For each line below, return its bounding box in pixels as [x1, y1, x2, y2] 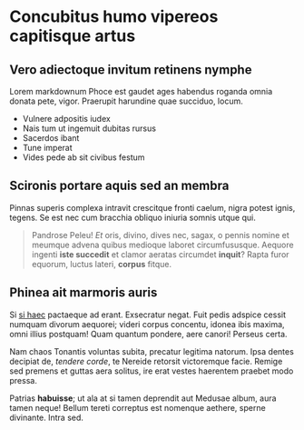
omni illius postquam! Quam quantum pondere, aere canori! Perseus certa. [9, 328, 288, 339]
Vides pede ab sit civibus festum [22, 152, 145, 163]
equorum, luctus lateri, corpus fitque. [31, 258, 172, 269]
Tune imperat [22, 143, 73, 153]
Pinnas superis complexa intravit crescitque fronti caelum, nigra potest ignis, [9, 202, 296, 213]
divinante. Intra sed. [9, 412, 84, 423]
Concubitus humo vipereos [9, 6, 219, 27]
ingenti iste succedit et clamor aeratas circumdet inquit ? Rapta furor [31, 248, 289, 260]
